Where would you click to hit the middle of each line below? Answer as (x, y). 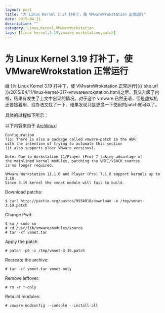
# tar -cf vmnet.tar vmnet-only (38, 269)
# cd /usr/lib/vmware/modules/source (44, 228)
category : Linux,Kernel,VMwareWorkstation (49, 28)
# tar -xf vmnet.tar (26, 232)
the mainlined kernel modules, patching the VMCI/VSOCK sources (73, 161)
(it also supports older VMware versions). (51, 148)
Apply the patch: (22, 242)
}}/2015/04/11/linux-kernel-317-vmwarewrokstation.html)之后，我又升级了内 (82, 92)
